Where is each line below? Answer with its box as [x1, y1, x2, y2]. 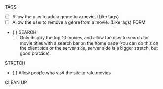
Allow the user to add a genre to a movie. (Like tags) [12, 14, 119, 19]
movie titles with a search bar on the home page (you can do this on [19, 40, 159, 46]
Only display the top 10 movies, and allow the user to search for [19, 35, 149, 41]
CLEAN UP [5, 79, 27, 86]
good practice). [19, 50, 51, 56]
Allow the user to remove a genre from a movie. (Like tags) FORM [12, 19, 146, 25]
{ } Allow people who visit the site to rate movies [12, 70, 111, 76]
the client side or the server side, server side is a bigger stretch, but [19, 45, 158, 51]
